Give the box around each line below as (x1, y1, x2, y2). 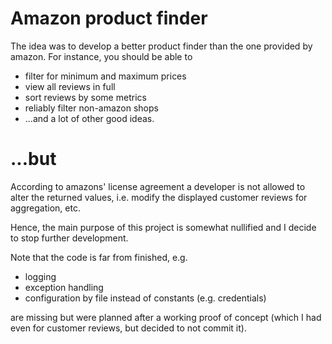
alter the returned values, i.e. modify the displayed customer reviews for (10, 191, 308, 203)
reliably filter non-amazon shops (24, 102, 159, 114)
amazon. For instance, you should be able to (10, 50, 193, 62)
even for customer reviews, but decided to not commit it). (10, 322, 247, 334)
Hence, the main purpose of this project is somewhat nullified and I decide (10, 221, 317, 233)
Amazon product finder (10, 7, 208, 30)
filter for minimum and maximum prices (24, 70, 187, 82)
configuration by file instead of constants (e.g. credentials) (24, 292, 267, 304)
